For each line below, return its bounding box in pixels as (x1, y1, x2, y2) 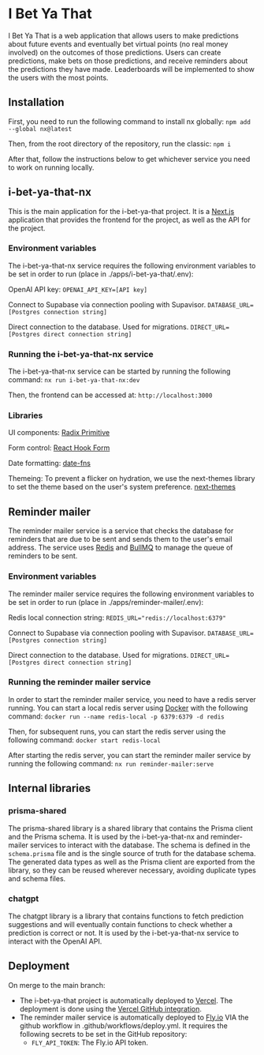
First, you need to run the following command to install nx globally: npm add (8, 116, 251, 126)
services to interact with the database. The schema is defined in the (30, 840, 251, 850)
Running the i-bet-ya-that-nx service (8, 348, 154, 359)
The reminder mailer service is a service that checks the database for (8, 526, 234, 535)
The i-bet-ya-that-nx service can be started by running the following (8, 366, 231, 376)
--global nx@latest (8, 125, 73, 133)
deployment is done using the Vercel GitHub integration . (19, 1004, 203, 1013)
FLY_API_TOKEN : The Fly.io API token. (31, 1038, 148, 1047)
